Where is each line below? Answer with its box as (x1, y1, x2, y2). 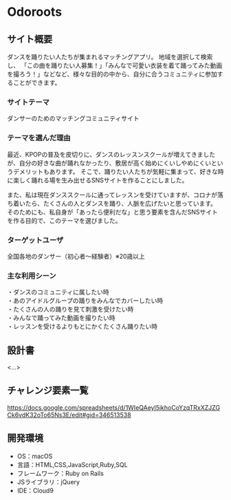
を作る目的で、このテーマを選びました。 (7, 216, 122, 224)
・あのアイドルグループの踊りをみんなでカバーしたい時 (7, 296, 164, 305)
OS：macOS (16, 452, 53, 460)
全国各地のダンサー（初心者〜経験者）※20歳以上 (7, 252, 146, 260)
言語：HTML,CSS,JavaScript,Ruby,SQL (16, 460, 129, 468)
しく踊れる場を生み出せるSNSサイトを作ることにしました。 (19, 176, 188, 184)
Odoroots (7, 4, 63, 20)
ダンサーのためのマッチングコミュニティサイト (7, 114, 140, 122)
